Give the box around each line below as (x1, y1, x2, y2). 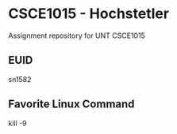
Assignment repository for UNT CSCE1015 (8, 31, 145, 40)
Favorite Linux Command (8, 98, 135, 111)
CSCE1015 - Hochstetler (8, 5, 169, 23)
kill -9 (8, 118, 27, 128)
